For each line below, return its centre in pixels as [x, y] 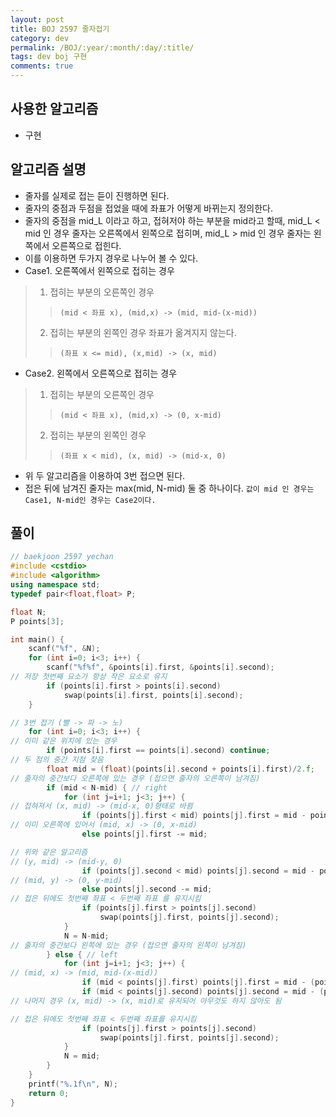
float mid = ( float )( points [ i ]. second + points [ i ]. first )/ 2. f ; [181, 769]
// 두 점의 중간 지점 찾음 [57, 760]
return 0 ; [49, 1093]
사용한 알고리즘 [54, 109]
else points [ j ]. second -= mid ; [147, 889]
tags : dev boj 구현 [49, 57]
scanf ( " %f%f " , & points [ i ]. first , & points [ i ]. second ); [160, 667]
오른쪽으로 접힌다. [86, 245]
